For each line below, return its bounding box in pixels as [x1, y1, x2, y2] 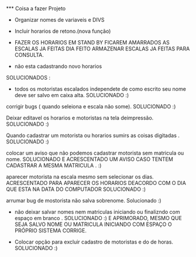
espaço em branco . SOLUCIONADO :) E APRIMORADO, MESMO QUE [14, 215, 183, 221]
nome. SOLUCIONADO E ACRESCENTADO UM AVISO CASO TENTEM [6, 156, 174, 163]
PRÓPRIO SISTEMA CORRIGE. [14, 227, 87, 234]
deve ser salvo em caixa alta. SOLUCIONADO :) [14, 92, 129, 98]
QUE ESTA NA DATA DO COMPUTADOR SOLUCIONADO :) [6, 186, 146, 193]
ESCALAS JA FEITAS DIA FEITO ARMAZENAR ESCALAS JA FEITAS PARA [14, 45, 190, 52]
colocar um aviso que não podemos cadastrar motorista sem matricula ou [6, 149, 184, 156]
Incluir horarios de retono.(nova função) [14, 28, 111, 35]
